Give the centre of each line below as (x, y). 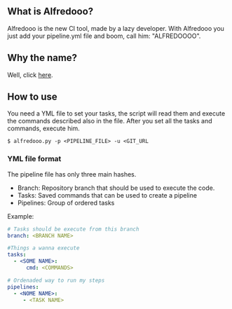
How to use (32, 97)
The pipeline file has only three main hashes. (72, 174)
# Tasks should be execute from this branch (73, 229)
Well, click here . (30, 75)
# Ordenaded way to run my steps (56, 280)
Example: (21, 216)
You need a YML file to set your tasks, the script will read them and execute (116, 114)
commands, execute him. (44, 128)
